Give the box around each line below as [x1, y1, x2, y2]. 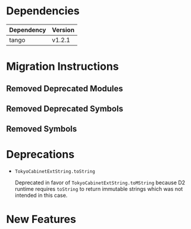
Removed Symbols [6, 124, 77, 134]
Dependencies [6, 4, 80, 18]
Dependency [9, 26, 46, 34]
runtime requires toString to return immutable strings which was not [14, 185, 183, 193]
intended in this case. [14, 192, 68, 199]
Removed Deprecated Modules [6, 83, 123, 94]
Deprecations [6, 148, 75, 162]
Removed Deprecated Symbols [6, 103, 124, 114]
